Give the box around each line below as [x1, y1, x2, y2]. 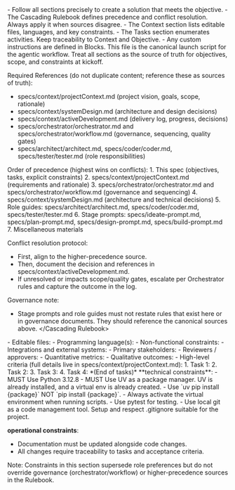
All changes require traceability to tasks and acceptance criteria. [17, 447, 205, 456]
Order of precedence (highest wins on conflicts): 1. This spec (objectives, [7, 166, 220, 173]
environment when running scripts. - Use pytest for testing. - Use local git [7, 398, 221, 406]
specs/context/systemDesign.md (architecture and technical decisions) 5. [7, 195, 221, 204]
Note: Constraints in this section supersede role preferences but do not [7, 461, 213, 469]
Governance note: [7, 296, 60, 304]
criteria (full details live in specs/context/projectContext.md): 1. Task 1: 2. [7, 360, 217, 369]
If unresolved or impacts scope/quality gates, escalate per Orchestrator [17, 275, 224, 283]
